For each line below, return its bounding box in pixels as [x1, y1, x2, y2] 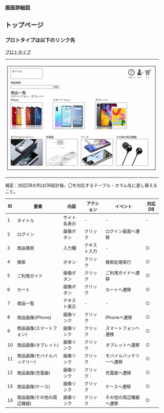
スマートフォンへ [105, 325, 140, 331]
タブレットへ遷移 [105, 342, 140, 348]
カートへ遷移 [105, 287, 132, 293]
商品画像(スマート [17, 325, 53, 331]
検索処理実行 [105, 259, 132, 265]
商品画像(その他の [17, 394, 53, 400]
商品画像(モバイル [17, 353, 53, 359]
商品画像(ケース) [17, 383, 50, 390]
